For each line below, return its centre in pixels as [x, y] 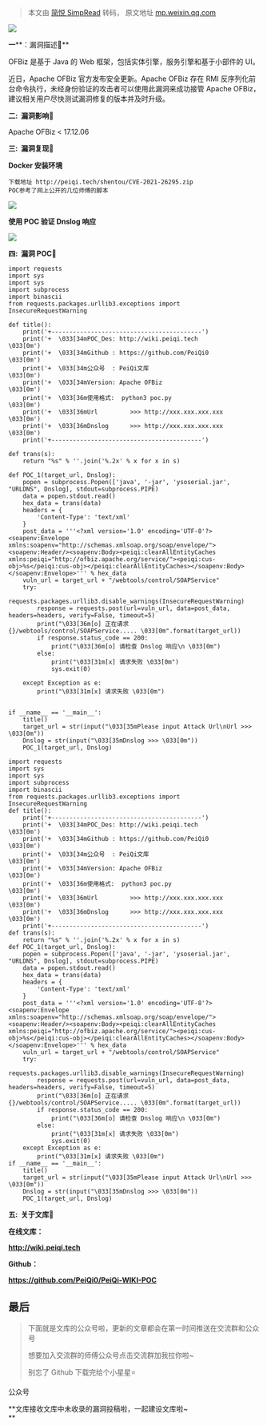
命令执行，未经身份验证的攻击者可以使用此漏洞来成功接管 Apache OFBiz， [137, 89]
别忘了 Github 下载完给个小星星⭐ [82, 1372]
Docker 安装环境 [36, 165]
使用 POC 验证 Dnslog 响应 [52, 221]
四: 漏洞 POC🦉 [33, 253]
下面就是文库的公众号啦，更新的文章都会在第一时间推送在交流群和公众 [143, 1328]
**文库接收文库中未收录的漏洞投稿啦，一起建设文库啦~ [98, 1408]
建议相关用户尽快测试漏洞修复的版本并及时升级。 [89, 99]
